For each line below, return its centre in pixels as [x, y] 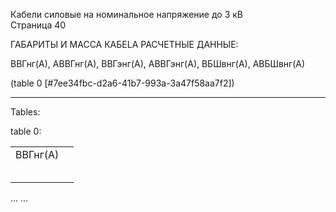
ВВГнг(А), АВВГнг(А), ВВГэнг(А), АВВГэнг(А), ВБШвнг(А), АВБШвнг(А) [158, 63]
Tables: [25, 112]
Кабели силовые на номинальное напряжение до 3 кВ [126, 14]
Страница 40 [38, 25]
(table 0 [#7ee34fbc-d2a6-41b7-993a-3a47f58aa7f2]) [122, 83]
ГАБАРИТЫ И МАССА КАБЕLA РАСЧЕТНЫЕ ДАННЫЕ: [124, 44]
